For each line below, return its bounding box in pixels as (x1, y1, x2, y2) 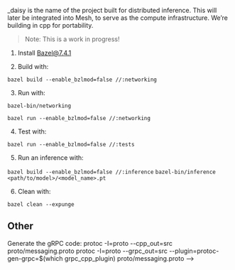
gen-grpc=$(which (7, 254, 63, 262)
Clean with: (17, 188, 51, 195)
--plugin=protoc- (169, 247, 219, 255)
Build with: (17, 63, 49, 70)
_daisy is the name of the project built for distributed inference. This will (7, 6, 217, 14)
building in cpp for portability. (7, 21, 94, 29)
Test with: (17, 127, 47, 136)
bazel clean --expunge (7, 201, 75, 208)
